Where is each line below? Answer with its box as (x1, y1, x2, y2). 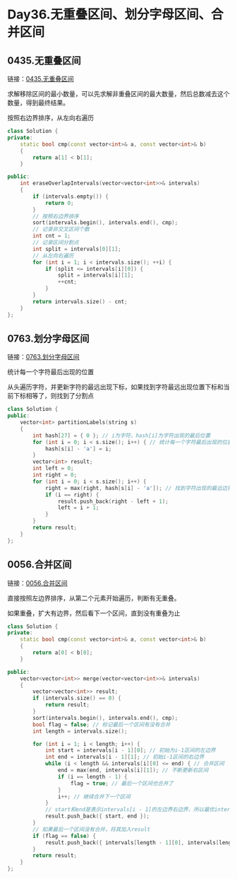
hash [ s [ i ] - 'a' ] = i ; (44, 445, 112, 453)
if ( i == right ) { (44, 491, 99, 499)
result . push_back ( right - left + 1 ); (57, 498, 169, 505)
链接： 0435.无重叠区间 (7, 75, 74, 83)
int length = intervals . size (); (32, 728, 128, 735)
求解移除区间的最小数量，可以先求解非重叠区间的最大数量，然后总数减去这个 (7, 90, 230, 98)
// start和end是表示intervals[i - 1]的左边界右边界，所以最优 (44, 806, 215, 813)
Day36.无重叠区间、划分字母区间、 (7, 6, 212, 23)
